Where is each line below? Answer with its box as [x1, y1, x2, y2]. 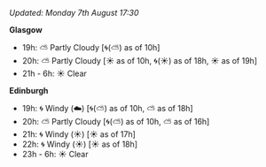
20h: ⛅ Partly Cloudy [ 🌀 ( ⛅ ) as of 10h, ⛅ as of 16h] [21, 117, 210, 126]
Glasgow [9, 25, 43, 34]
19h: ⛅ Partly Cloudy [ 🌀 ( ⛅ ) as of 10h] [21, 42, 160, 52]
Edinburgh [9, 86, 49, 95]
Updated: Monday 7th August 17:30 [9, 8, 139, 18]
